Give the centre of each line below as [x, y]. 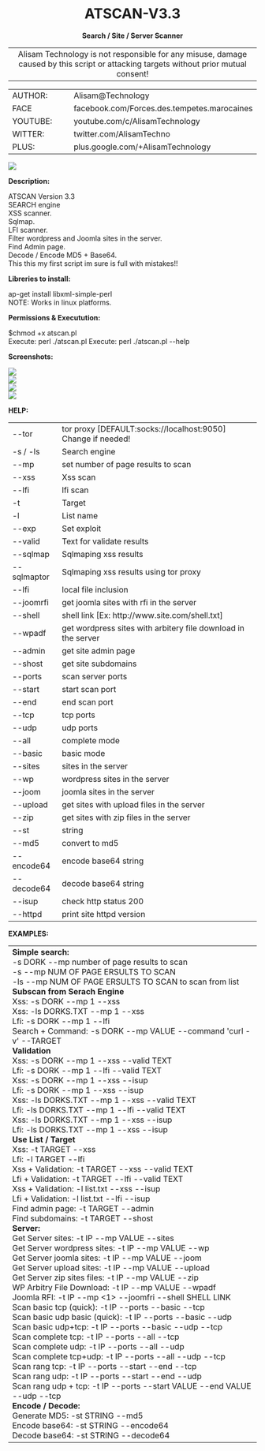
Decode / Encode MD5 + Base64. [63, 255]
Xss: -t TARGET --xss [54, 1149]
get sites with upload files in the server [133, 804]
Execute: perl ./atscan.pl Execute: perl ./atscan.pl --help [99, 341]
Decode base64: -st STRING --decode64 [91, 1435]
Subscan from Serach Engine [68, 991]
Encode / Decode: [46, 1405]
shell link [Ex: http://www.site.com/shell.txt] [142, 615]
